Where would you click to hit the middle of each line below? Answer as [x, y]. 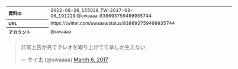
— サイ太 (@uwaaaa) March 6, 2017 [64, 60]
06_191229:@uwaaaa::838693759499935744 [101, 16]
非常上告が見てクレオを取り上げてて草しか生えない [83, 47]
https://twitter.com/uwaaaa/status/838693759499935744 [112, 23]
